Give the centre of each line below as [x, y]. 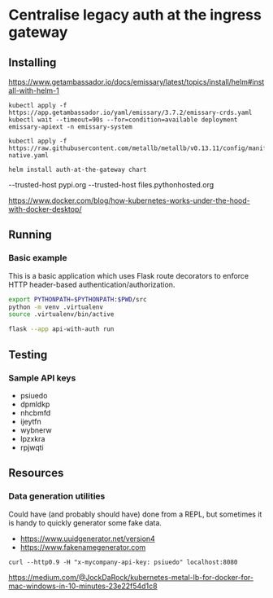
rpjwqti [32, 447]
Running [30, 235]
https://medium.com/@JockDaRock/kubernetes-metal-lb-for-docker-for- [131, 577]
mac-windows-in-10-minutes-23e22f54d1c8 [83, 586]
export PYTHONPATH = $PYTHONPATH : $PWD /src [78, 299]
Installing [32, 62]
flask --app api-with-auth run [61, 329]
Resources [36, 473]
